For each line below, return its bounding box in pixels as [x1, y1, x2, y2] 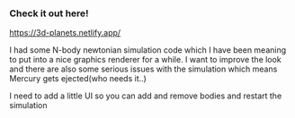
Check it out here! [9, 7, 89, 20]
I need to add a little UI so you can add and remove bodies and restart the [9, 90, 282, 101]
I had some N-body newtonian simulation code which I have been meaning [9, 45, 287, 55]
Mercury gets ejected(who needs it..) [9, 73, 147, 84]
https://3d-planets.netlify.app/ [9, 28, 121, 38]
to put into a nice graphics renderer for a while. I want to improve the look [9, 55, 282, 65]
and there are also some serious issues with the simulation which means [9, 63, 278, 74]
